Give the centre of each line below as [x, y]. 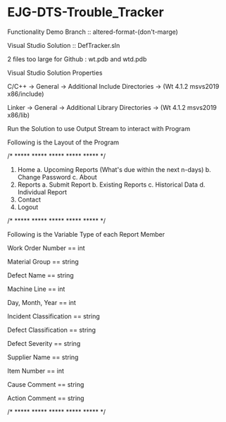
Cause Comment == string [46, 384]
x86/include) [26, 94]
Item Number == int [36, 371]
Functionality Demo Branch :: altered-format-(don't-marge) [93, 32]
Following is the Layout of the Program [63, 142]
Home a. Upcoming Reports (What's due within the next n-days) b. [114, 169]
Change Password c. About [57, 177]
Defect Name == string [40, 275]
